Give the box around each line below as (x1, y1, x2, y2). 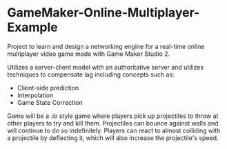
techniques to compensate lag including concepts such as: (7, 70, 175, 79)
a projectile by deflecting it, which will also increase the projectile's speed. (7, 133, 219, 142)
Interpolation (17, 91, 54, 99)
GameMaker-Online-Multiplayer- (7, 5, 200, 21)
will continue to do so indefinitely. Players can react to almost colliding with (7, 126, 221, 135)
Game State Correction (17, 98, 83, 106)
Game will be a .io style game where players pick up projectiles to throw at (7, 112, 219, 120)
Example (7, 19, 58, 35)
